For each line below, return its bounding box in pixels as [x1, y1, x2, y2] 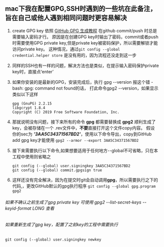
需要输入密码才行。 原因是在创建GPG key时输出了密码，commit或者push [12, 34, 159, 40]
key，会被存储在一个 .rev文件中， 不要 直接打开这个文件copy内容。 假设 [12, 125, 155, 131]
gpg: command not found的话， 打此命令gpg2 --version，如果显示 [24, 85, 159, 91]
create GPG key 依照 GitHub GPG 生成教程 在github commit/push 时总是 [12, 27, 157, 33]
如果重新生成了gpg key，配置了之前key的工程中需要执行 [5, 222, 118, 227]
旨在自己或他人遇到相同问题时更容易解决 [5, 14, 127, 22]
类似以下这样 [12, 91, 38, 97]
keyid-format [5, 205, 32, 211]
